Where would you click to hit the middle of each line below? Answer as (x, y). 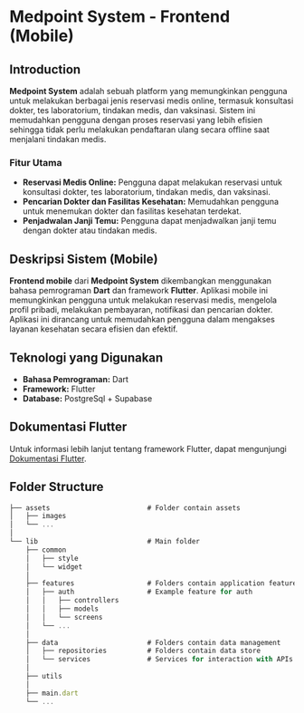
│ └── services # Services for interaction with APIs (160, 660)
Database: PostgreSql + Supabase (87, 398)
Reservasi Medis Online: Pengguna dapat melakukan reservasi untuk (152, 182)
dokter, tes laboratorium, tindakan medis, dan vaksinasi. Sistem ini (133, 110)
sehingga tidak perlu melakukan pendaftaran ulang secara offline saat (139, 130)
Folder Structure (57, 487)
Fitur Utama (36, 162)
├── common (46, 550)
